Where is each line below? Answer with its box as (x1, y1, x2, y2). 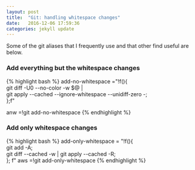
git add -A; (6, 143, 33, 151)
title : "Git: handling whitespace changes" (6, 15, 121, 21)
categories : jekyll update (6, 25, 74, 32)
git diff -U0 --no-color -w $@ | (6, 84, 84, 91)
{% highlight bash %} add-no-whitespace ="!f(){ (6, 77, 128, 85)
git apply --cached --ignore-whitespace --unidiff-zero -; (6, 90, 147, 97)
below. (6, 49, 23, 56)
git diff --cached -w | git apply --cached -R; (6, 150, 116, 157)
